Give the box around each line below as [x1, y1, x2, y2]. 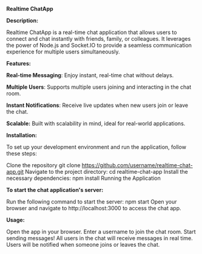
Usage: [6, 216, 25, 224]
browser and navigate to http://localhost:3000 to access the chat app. [6, 205, 181, 211]
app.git [6, 168, 24, 175]
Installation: [6, 132, 38, 139]
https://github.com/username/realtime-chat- [81, 162, 193, 169]
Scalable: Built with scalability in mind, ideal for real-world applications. [6, 120, 186, 127]
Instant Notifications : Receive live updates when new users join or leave [6, 101, 189, 109]
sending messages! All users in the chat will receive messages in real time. [6, 235, 193, 242]
